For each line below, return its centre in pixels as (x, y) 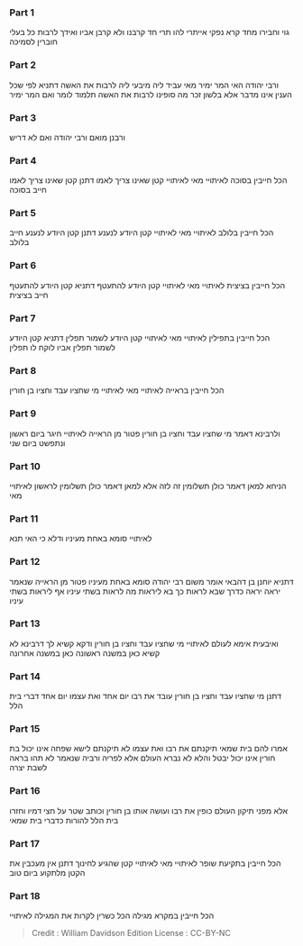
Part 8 (23, 371)
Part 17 (25, 843)
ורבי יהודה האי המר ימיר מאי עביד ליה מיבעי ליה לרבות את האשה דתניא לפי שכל (144, 85)
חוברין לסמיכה (34, 41)
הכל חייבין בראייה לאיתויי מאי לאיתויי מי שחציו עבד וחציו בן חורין (117, 390)
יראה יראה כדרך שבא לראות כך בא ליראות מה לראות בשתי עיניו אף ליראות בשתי (145, 591)
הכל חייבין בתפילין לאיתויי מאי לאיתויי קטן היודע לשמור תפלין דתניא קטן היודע (140, 338)
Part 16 (25, 791)
